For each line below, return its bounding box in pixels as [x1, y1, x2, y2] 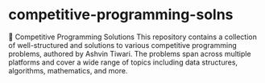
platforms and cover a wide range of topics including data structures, [8, 57, 238, 67]
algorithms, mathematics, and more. [8, 65, 128, 75]
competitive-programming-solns [8, 6, 234, 24]
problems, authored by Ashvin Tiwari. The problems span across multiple [8, 49, 251, 58]
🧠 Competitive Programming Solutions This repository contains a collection [8, 32, 258, 41]
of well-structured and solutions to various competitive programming [8, 40, 238, 49]
